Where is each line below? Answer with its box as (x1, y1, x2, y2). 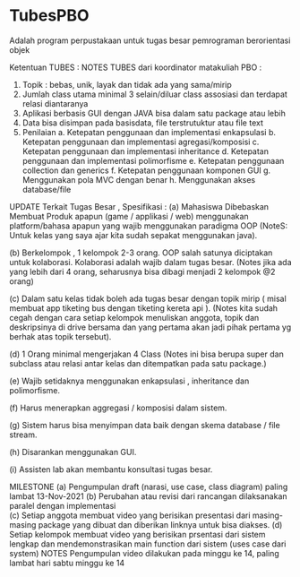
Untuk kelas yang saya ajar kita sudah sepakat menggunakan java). (9, 229, 258, 240)
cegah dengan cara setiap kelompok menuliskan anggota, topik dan (9, 312, 260, 323)
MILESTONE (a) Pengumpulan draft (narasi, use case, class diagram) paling (9, 481, 288, 492)
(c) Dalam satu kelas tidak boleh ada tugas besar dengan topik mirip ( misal (9, 293, 287, 304)
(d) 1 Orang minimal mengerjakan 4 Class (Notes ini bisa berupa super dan (9, 349, 284, 359)
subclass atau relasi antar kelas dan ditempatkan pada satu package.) (9, 357, 267, 368)
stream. (9, 429, 38, 440)
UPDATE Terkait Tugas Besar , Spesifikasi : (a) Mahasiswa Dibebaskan (9, 201, 270, 211)
